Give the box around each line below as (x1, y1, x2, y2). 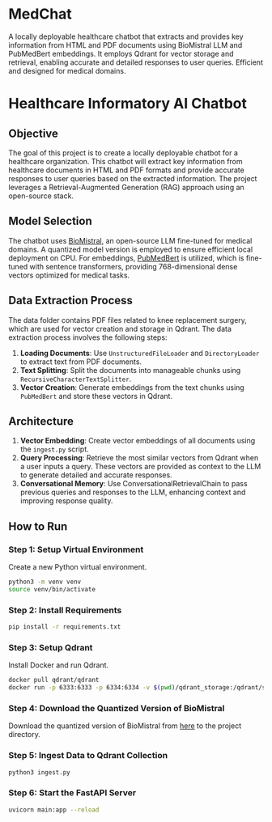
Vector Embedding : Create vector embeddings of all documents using (19, 436, 256, 446)
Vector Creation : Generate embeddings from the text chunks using (19, 382, 244, 392)
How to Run (8, 519, 68, 533)
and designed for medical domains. (8, 66, 126, 75)
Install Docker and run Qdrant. (8, 660, 109, 670)
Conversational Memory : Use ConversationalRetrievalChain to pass (19, 479, 249, 489)
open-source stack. (8, 191, 74, 201)
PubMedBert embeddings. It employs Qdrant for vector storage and (8, 49, 234, 58)
